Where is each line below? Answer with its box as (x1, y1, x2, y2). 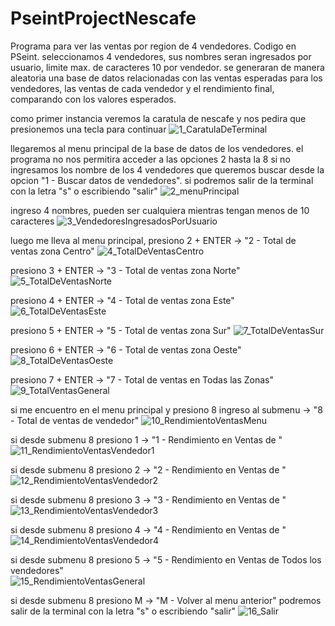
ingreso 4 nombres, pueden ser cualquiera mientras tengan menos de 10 (10, 204, 310, 216)
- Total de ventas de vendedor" (10, 414, 140, 426)
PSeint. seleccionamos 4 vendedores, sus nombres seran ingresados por (10, 50, 312, 62)
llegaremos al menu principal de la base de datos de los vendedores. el (10, 142, 304, 154)
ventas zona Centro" (10, 245, 95, 257)
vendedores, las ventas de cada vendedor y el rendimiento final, (10, 82, 275, 94)
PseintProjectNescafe (10, 7, 197, 30)
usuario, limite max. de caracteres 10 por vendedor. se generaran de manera (10, 61, 325, 73)
